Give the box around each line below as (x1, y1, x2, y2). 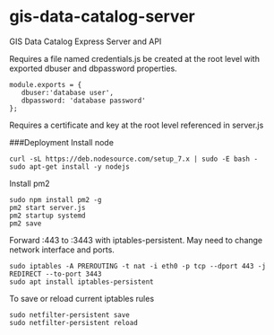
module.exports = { (9, 80, 82, 89)
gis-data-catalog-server (9, 6, 195, 27)
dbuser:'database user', (21, 88, 115, 97)
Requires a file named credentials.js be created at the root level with (9, 53, 260, 64)
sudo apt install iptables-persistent (9, 277, 154, 287)
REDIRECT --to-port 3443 (9, 269, 102, 278)
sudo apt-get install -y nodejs (9, 162, 130, 172)
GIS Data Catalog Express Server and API (9, 36, 162, 47)
